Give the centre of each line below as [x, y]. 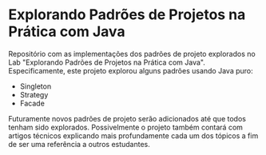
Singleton [36, 86]
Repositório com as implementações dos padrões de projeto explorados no [132, 54]
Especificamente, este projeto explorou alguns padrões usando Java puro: [131, 70]
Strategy [34, 94]
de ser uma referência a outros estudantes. [79, 144]
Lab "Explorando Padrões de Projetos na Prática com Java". [107, 62]
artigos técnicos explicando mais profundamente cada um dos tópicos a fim [133, 135]
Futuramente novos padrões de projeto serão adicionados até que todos [127, 118]
